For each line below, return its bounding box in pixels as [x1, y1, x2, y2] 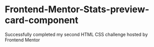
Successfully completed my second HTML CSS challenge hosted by [5, 31, 148, 37]
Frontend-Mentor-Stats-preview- [5, 4, 149, 15]
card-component [5, 14, 79, 26]
